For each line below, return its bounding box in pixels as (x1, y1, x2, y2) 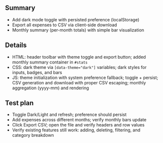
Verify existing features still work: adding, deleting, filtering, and (12, 127, 141, 133)
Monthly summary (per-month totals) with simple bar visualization (12, 27, 145, 33)
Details (5, 41, 27, 49)
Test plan (5, 99, 34, 107)
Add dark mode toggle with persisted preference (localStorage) (12, 16, 140, 22)
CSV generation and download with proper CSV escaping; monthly (12, 79, 146, 85)
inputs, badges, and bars (12, 69, 62, 75)
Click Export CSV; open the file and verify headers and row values (12, 122, 145, 128)
